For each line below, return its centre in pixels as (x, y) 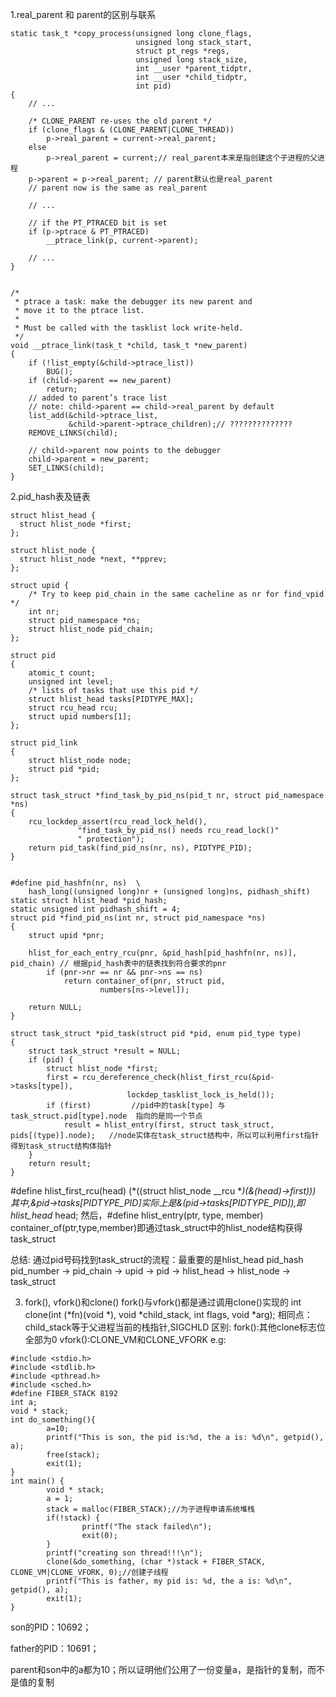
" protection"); (111, 839)
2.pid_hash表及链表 (50, 496)
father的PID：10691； (55, 1648)
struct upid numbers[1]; (80, 717)
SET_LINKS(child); (66, 468)
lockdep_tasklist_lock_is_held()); (200, 1095)
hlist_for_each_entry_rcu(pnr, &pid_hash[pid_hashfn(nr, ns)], (163, 953)
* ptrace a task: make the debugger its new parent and (133, 302)
